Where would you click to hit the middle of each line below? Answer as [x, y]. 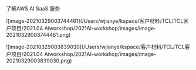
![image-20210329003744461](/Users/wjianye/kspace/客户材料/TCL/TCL [95, 21]
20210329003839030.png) [39, 61]
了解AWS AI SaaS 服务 [33, 8]
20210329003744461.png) [38, 35]
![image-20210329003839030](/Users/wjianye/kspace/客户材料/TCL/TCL [95, 47]
